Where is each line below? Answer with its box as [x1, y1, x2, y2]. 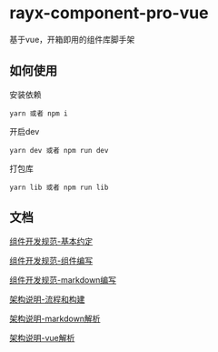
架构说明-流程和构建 [9, 294, 85, 305]
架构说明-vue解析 [9, 332, 75, 343]
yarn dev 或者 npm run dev [9, 146, 109, 155]
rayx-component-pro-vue [9, 3, 209, 24]
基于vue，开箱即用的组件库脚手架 [9, 34, 135, 45]
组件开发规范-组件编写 [9, 255, 94, 266]
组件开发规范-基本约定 [9, 236, 94, 246]
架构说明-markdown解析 [9, 313, 101, 324]
